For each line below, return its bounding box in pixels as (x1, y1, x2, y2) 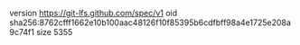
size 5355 (35, 27, 73, 37)
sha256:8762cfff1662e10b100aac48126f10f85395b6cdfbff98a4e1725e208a (9, 17, 292, 28)
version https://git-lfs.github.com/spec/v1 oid (9, 8, 178, 18)
